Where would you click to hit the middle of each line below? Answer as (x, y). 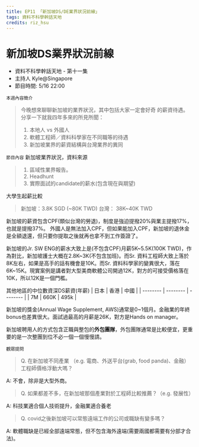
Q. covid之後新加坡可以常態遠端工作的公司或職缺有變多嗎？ (93, 419)
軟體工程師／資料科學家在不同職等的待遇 (79, 137)
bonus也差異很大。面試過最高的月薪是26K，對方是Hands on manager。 (94, 317)
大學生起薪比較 (24, 196)
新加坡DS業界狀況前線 (60, 54)
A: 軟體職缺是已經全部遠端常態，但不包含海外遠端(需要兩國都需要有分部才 (96, 431)
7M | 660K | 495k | (54, 297)
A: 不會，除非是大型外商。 (38, 381)
